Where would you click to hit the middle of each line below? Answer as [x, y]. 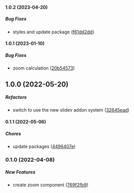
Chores [13, 134]
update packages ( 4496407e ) [44, 146]
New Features [20, 172]
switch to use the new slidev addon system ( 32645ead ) [71, 110]
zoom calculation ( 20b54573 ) [44, 68]
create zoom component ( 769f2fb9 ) [50, 185]
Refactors [16, 97]
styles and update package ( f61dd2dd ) [53, 32]
